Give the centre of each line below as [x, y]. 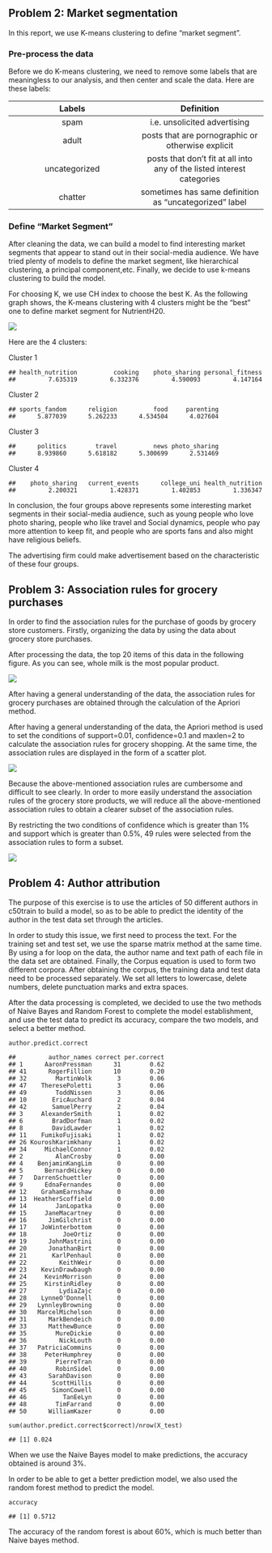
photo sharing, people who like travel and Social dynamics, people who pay [134, 523]
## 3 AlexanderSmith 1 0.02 [86, 1114]
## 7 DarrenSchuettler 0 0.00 [86, 1178]
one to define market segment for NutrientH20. [87, 312]
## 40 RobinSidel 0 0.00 [86, 1369]
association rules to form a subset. [66, 842]
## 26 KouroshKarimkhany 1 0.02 [86, 1143]
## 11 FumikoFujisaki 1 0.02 [86, 1135]
